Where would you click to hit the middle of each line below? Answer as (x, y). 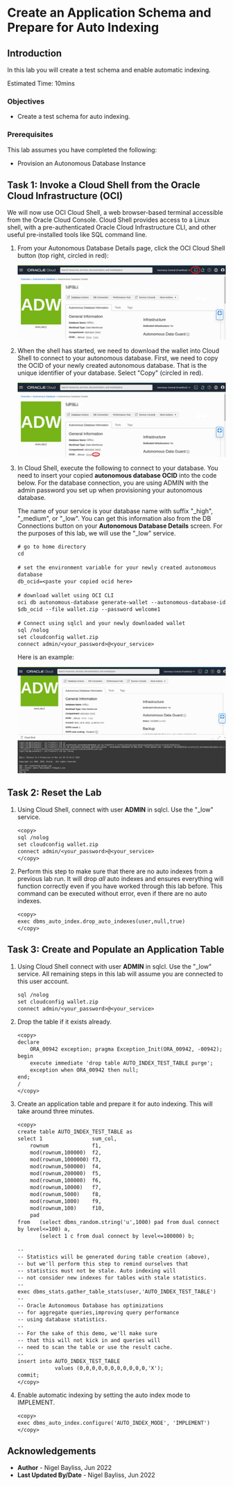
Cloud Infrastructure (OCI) (65, 196)
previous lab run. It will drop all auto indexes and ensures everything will (120, 878)
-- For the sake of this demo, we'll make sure (87, 1333)
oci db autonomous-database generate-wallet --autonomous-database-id (121, 602)
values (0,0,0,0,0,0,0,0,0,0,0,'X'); (109, 1368)
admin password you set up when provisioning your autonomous (110, 490)
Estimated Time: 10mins (41, 83)
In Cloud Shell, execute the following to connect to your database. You (118, 468)
